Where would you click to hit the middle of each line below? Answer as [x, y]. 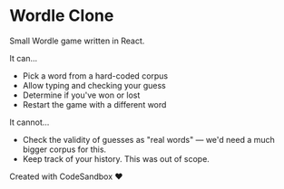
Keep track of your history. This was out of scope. [116, 158]
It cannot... [29, 122]
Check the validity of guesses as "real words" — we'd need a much [148, 139]
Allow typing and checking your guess [94, 85]
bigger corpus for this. [64, 149]
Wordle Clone [62, 16]
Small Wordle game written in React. [77, 41]
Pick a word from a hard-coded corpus [95, 76]
